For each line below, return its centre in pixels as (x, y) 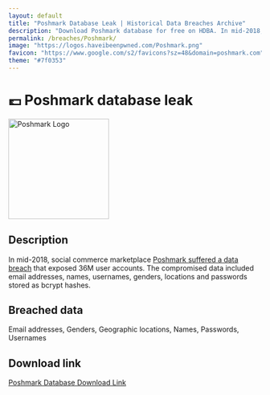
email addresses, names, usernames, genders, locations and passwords (128, 276)
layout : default (35, 16)
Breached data (46, 310)
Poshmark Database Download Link (67, 383)
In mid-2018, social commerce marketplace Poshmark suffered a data (123, 259)
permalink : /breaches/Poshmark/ (62, 38)
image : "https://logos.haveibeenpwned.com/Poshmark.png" (106, 46)
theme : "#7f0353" (37, 61)
